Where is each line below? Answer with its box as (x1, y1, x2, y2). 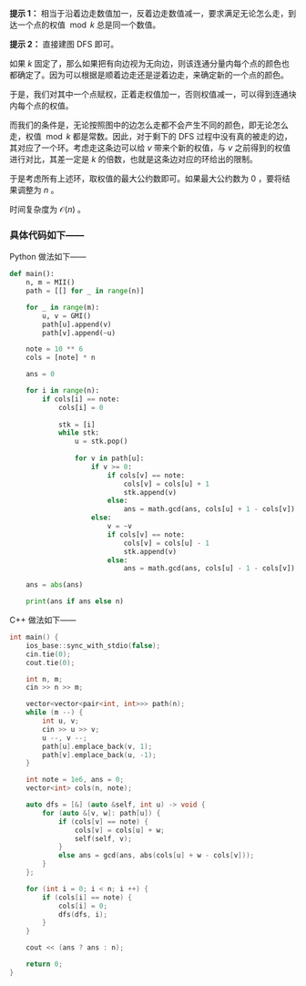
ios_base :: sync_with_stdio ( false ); (25, 641, 161, 650)
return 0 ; (25, 960, 64, 969)
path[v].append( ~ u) (42, 328, 117, 337)
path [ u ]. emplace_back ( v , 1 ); (42, 742, 153, 751)
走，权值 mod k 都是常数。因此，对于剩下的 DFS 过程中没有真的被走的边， (9, 131, 293, 141)
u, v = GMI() (42, 311, 92, 321)
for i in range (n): (25, 386, 100, 395)
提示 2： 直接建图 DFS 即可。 (9, 39, 119, 49)
